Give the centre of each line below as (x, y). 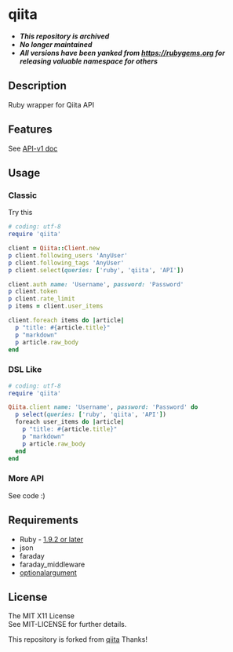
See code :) (27, 495)
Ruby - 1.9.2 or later (51, 539)
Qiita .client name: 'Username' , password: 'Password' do (103, 407)
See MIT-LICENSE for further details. (67, 625)
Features (30, 130)
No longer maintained (56, 44)
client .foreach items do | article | (66, 320)
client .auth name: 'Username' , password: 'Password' (96, 284)
